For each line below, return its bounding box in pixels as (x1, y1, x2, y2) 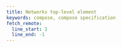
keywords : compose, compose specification (6, 15, 116, 21)
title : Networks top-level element (6, 9, 97, 15)
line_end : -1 (12, 32, 45, 38)
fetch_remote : (6, 20, 43, 26)
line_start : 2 (12, 26, 48, 32)
